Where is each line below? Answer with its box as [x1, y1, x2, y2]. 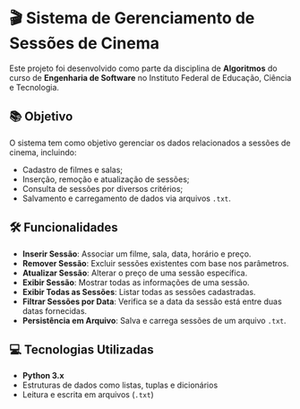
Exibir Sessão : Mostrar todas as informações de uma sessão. [21, 276, 250, 288]
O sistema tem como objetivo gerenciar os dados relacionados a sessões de [9, 137, 291, 148]
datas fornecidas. [21, 305, 88, 316]
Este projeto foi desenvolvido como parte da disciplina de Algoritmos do [9, 63, 278, 74]
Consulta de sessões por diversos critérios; [21, 183, 184, 194]
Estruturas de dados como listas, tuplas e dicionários [21, 379, 219, 391]
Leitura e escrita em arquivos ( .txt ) [21, 389, 154, 400]
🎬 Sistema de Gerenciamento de [9, 8, 255, 29]
